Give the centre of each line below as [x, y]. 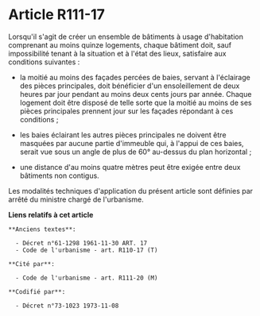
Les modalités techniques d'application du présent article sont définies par [130, 191]
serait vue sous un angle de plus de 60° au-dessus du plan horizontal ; [136, 152]
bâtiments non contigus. [59, 175]
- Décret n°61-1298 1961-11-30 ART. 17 [81, 243]
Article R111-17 [57, 15]
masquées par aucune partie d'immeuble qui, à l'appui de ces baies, [132, 143]
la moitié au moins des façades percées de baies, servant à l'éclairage [135, 77]
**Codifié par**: [37, 291]
